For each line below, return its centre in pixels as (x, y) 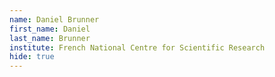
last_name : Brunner (50, 38)
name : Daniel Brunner (54, 19)
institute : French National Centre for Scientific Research (137, 47)
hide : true (32, 57)
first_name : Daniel (50, 29)
